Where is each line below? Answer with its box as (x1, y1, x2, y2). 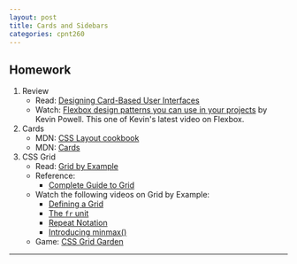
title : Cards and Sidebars (9, 21, 109, 30)
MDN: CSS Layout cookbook (34, 133, 140, 144)
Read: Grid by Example (34, 161, 119, 172)
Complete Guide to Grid (48, 180, 135, 190)
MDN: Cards (34, 143, 80, 153)
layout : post (9, 12, 57, 22)
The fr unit (48, 208, 89, 219)
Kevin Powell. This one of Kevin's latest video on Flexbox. (34, 114, 245, 125)
